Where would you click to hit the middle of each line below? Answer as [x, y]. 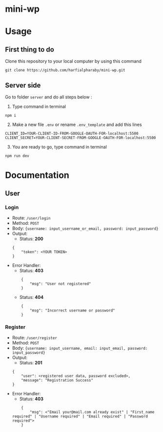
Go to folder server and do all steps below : [49, 97]
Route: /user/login [31, 218]
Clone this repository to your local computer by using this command [73, 61]
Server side [23, 85]
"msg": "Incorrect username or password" [73, 310]
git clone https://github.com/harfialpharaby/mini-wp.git [65, 70]
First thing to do [30, 49]
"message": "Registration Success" [57, 381]
